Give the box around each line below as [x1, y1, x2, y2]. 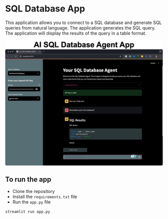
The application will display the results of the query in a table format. [5, 30, 146, 36]
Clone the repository [12, 188, 55, 194]
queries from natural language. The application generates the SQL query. [5, 24, 156, 30]
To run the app [5, 175, 51, 183]
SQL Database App [5, 3, 85, 14]
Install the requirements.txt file [12, 193, 77, 200]
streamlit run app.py [5, 209, 50, 214]
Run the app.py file [12, 199, 51, 205]
